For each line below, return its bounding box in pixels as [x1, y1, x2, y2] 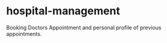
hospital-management [6, 4, 120, 18]
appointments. [6, 30, 42, 37]
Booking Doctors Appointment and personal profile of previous [6, 24, 162, 31]
